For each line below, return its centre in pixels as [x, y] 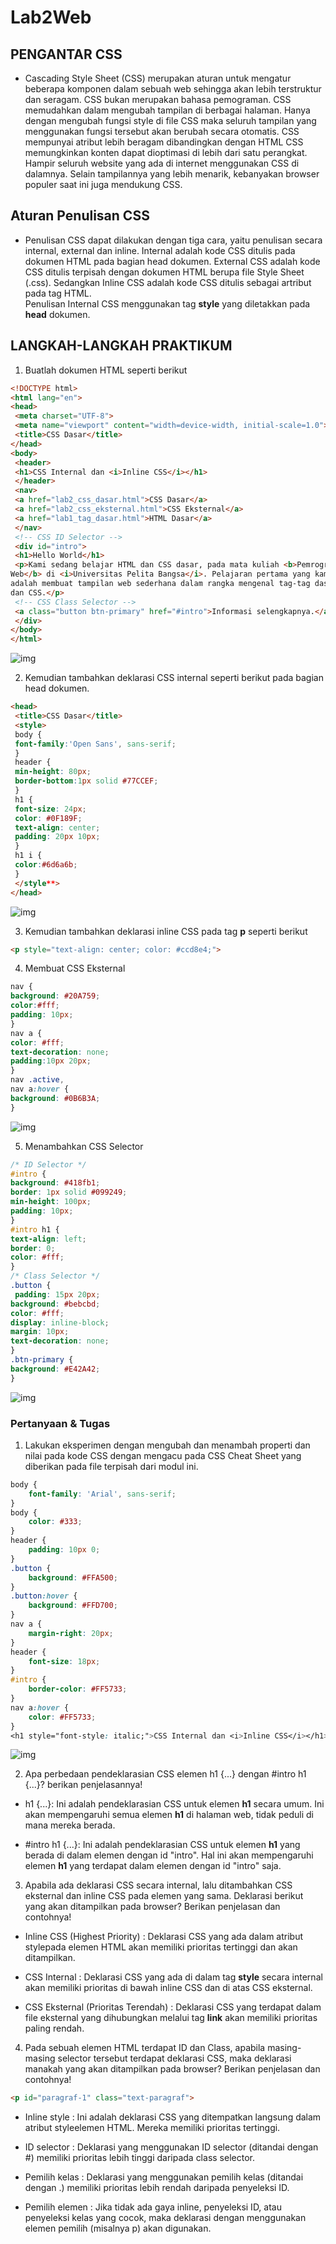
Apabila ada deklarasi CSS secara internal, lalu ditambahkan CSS [158, 1885]
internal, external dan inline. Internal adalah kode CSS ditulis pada [160, 250]
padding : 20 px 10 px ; [57, 837]
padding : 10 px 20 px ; [51, 1061]
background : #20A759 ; [55, 996]
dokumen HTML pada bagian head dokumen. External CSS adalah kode [172, 261]
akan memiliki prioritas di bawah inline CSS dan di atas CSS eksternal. [168, 1988]
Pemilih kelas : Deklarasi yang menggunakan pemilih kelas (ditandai [164, 2177]
